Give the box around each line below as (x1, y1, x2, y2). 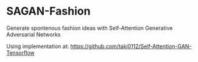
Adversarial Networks (6, 30, 61, 38)
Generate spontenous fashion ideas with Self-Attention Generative (6, 24, 173, 32)
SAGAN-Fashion (6, 4, 91, 18)
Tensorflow (6, 49, 35, 56)
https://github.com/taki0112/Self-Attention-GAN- (69, 43, 192, 50)
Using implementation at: (6, 43, 69, 50)
